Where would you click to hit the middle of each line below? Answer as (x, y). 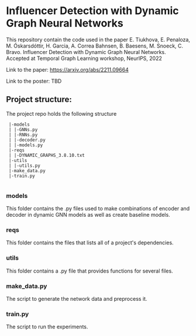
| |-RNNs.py (23, 135)
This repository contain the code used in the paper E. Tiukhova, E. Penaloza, (98, 39)
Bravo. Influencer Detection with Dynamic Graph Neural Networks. (86, 52)
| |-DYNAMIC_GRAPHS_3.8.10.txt (47, 155)
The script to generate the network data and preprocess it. (77, 298)
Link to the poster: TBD (34, 81)
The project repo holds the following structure (61, 113)
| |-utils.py (25, 166)
